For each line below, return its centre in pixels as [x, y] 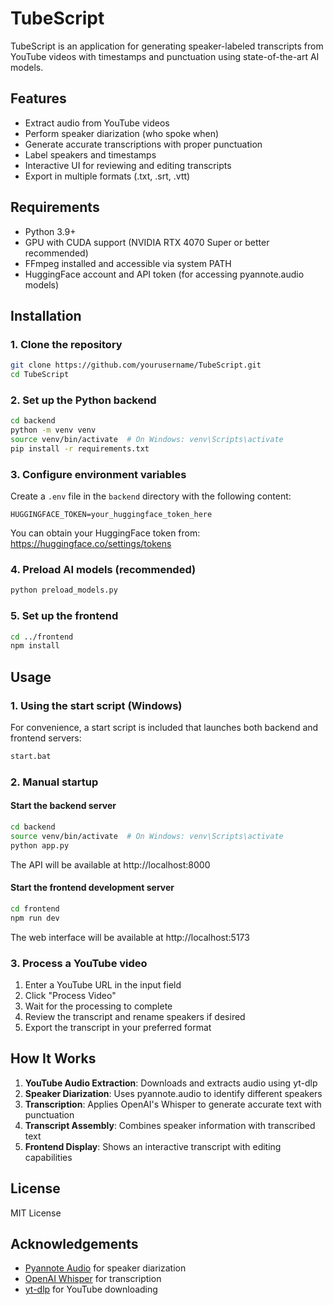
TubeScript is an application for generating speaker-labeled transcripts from [167, 46]
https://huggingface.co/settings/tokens [91, 544]
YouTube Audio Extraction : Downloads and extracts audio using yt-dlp [171, 1083]
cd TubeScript [40, 375]
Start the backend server [63, 806]
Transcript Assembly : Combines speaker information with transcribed [170, 1125]
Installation [46, 315]
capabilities [48, 1157]
